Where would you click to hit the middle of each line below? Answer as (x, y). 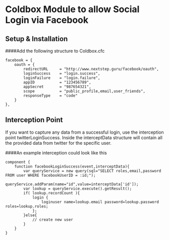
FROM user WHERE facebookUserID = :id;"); (50, 175)
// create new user (52, 219)
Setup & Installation (37, 39)
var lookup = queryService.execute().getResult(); (78, 188)
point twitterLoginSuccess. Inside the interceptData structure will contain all (84, 137)
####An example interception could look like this (56, 152)
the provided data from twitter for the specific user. (59, 143)
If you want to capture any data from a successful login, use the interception (84, 132)
